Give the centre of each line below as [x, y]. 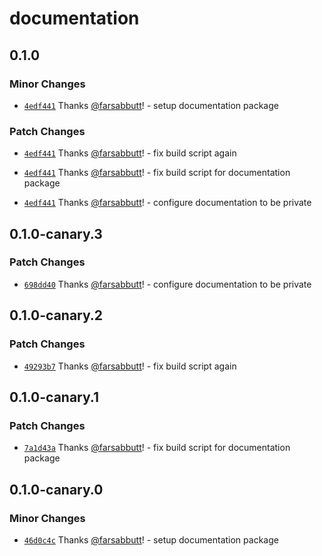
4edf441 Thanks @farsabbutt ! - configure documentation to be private [167, 203]
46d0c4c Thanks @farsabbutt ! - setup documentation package [151, 539]
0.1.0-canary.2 [56, 315]
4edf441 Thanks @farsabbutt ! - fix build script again [130, 153]
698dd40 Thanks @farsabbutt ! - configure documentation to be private [167, 284]
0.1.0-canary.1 [54, 397]
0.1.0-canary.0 [56, 489]
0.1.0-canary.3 [56, 233]
